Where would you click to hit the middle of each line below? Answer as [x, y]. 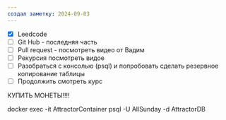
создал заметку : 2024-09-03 [49, 14]
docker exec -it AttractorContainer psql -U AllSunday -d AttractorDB [107, 109]
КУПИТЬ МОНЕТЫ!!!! [38, 95]
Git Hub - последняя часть [57, 42]
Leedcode [32, 34]
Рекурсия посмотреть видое [61, 58]
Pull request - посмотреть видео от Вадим [81, 49]
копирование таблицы [51, 73]
